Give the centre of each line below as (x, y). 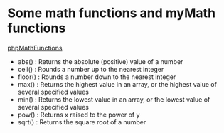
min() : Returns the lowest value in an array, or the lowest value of (114, 99)
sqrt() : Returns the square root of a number (82, 122)
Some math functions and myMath (111, 13)
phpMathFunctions (35, 48)
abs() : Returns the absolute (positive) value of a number (100, 61)
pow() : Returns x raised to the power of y (79, 115)
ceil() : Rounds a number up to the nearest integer (91, 69)
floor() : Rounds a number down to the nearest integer (97, 77)
